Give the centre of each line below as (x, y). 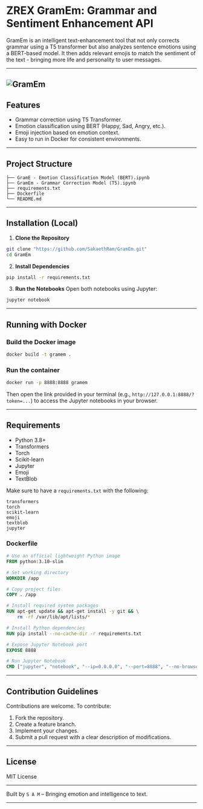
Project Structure (39, 164)
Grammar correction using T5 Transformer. (69, 120)
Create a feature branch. (46, 724)
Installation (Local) (42, 223)
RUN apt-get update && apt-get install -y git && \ (72, 611)
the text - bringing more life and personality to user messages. (84, 59)
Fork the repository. (40, 718)
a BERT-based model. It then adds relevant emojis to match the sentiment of (101, 53)
